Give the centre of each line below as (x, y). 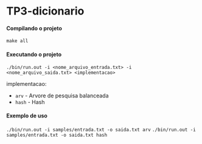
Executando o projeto (34, 54)
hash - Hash (30, 102)
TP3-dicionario (45, 11)
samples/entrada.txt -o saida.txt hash (57, 135)
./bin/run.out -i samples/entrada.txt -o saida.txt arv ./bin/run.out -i (101, 129)
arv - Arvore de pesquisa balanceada (62, 96)
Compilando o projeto (34, 28)
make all (17, 41)
